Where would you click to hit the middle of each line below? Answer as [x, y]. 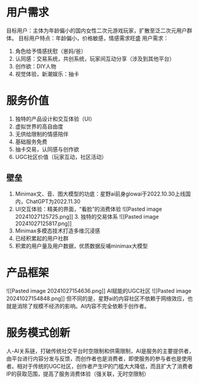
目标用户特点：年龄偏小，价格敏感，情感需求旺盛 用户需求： [93, 38]
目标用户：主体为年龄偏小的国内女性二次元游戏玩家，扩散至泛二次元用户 [96, 30]
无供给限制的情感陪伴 [42, 134]
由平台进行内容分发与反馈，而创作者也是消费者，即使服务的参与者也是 [94, 358]
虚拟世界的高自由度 [39, 126]
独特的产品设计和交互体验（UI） [55, 119]
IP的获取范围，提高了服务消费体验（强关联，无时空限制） [78, 374]
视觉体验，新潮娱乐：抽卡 [47, 74]
